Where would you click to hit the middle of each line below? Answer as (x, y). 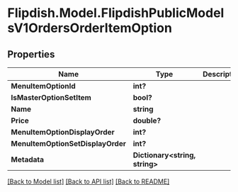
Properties (31, 54)
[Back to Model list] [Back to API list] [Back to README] (89, 181)
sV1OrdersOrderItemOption (90, 28)
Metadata (28, 159)
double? (147, 120)
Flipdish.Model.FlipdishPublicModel (116, 13)
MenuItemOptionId (43, 86)
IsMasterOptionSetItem (51, 97)
